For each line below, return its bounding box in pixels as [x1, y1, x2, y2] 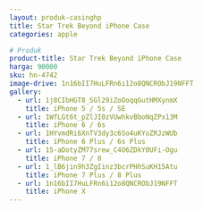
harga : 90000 [9, 63, 58, 71]
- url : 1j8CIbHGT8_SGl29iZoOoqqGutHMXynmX [17, 96, 178, 105]
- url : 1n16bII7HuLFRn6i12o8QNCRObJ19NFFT [17, 179, 178, 188]
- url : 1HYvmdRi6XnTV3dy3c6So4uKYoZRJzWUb [17, 129, 178, 139]
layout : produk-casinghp [9, 13, 102, 22]
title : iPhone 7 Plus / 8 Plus [25, 171, 142, 180]
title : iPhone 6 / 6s [25, 121, 106, 130]
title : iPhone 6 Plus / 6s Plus [25, 138, 146, 147]
